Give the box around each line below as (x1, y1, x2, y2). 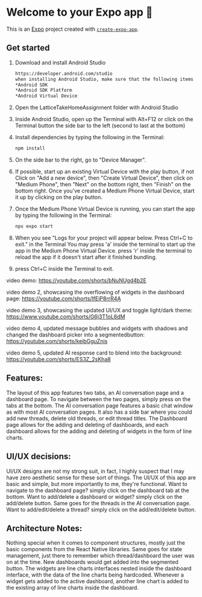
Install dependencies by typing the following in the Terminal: (14, 134, 165, 141)
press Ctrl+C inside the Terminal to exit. (14, 265, 114, 272)
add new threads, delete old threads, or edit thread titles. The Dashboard (6, 414, 188, 422)
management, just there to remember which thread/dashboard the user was (6, 552, 195, 560)
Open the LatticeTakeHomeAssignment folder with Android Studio (14, 104, 179, 111)
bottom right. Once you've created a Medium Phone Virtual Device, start (14, 187, 195, 194)
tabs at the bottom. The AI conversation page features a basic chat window (6, 402, 194, 409)
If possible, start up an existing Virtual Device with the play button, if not (14, 168, 194, 175)
